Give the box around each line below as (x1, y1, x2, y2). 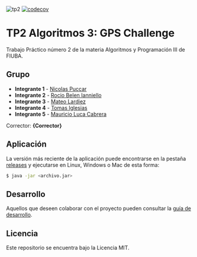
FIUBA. (6, 52, 24, 59)
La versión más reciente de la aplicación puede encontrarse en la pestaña (6, 155, 186, 162)
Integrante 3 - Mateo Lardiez (14, 98, 86, 105)
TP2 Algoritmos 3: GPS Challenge (6, 27, 175, 40)
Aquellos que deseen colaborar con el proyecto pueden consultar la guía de (6, 205, 191, 212)
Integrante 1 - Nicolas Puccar (14, 85, 87, 92)
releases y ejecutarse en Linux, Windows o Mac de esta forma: (6, 161, 160, 169)
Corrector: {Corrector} (6, 122, 62, 129)
